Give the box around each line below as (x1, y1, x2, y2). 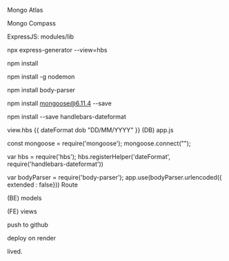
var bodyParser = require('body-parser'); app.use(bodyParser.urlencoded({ (7, 174, 222, 181)
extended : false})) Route (7, 180, 78, 189)
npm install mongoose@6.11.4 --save (7, 99, 112, 107)
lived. (7, 247, 23, 255)
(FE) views (7, 207, 37, 216)
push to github (7, 220, 48, 229)
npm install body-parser (7, 86, 76, 94)
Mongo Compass (7, 19, 57, 27)
